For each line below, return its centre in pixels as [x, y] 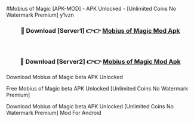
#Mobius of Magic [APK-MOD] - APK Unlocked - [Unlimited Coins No [91, 9]
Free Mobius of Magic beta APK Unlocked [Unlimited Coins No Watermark [97, 88]
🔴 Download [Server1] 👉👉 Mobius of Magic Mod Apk [100, 30]
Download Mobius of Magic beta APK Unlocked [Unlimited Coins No [90, 106]
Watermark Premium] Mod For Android [54, 112]
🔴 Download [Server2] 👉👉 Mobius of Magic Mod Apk [100, 62]
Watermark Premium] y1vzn [40, 15]
